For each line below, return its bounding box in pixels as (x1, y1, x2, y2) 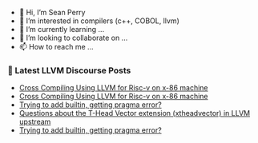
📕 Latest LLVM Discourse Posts (7, 65, 131, 76)
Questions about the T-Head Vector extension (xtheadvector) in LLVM (18, 109, 250, 118)
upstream (18, 117, 51, 127)
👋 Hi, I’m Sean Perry (18, 8, 86, 17)
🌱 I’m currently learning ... (18, 25, 105, 34)
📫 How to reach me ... (18, 42, 94, 51)
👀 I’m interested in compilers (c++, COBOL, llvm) (18, 16, 179, 26)
